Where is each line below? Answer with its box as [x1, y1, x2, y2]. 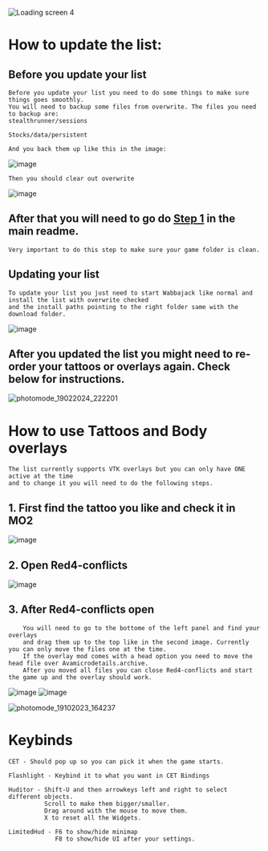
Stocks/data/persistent [8, 131, 88, 139]
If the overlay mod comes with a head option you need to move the [22, 652, 253, 660]
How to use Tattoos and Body [8, 421, 208, 440]
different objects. [8, 792, 74, 800]
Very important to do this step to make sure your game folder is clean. [8, 246, 261, 254]
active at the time [8, 472, 74, 481]
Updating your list [8, 267, 100, 281]
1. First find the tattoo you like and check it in [8, 501, 236, 515]
